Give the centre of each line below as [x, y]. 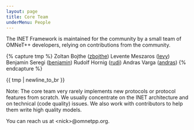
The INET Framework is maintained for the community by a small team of [94, 39]
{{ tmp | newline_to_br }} [36, 80]
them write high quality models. [44, 110]
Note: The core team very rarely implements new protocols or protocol [91, 92]
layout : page [22, 11]
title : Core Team [27, 17]
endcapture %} [24, 69]
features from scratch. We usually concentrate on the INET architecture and [97, 97]
